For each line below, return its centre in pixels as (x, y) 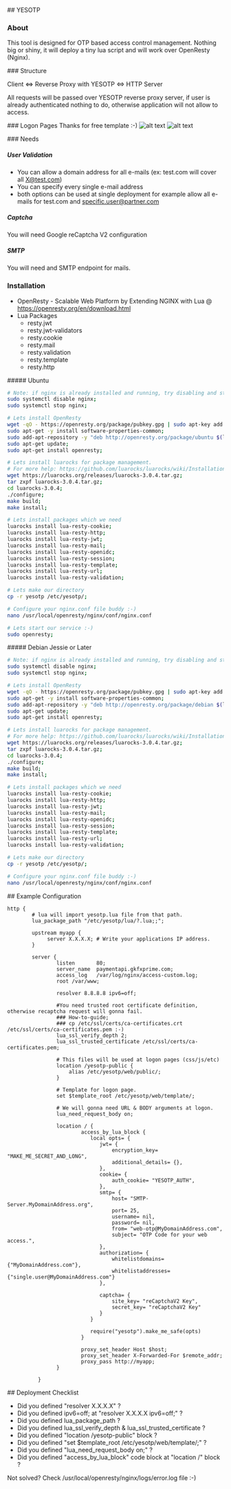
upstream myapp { (56, 933)
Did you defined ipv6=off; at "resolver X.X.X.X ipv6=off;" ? (100, 1413)
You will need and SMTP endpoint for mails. (69, 268)
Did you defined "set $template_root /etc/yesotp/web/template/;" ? (112, 1442)
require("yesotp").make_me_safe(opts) (146, 1331)
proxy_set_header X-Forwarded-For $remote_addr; (152, 1355)
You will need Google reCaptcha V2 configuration (77, 235)
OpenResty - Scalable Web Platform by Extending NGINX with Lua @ (114, 301)
